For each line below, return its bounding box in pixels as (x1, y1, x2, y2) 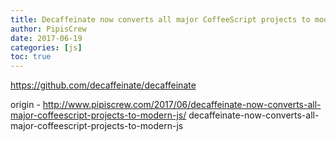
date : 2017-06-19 (10, 33, 83, 43)
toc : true (10, 52, 52, 62)
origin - (10, 99, 41, 111)
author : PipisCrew (10, 24, 87, 34)
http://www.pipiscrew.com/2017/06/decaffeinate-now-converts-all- (42, 99, 322, 111)
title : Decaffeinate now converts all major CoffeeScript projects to (10, 14, 311, 25)
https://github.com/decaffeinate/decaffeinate (10, 79, 197, 91)
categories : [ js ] (10, 42, 83, 53)
